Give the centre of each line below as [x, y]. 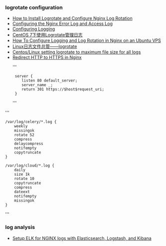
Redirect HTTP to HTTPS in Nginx [47, 57]
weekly [21, 126]
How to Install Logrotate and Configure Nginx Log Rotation [73, 18]
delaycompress [29, 144]
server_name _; [37, 85]
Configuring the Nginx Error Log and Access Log [63, 23]
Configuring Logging [34, 29]
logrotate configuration [34, 7]
